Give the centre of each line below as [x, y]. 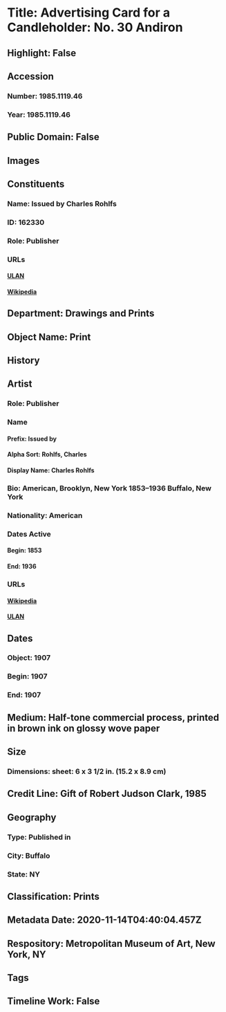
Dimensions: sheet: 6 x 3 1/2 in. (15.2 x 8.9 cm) [87, 771]
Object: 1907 [29, 658]
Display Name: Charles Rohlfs [51, 470]
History [23, 361]
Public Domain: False [53, 137]
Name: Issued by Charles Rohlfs [62, 203]
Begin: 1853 [25, 551]
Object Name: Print [49, 337]
